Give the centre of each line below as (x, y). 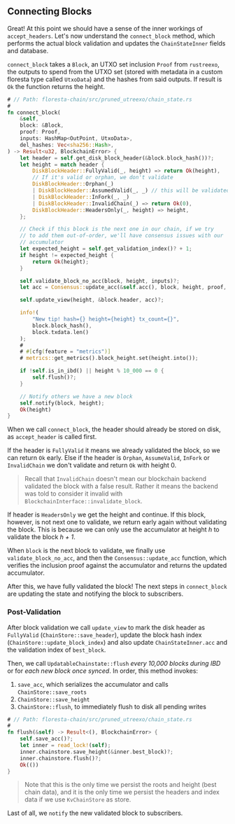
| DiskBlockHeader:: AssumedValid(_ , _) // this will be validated (131, 191)
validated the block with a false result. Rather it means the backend (121, 487)
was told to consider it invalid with (73, 494)
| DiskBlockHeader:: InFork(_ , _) (81, 197)
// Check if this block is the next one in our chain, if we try (117, 229)
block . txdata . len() (61, 332)
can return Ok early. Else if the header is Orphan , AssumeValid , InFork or (108, 458)
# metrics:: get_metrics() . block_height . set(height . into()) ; (109, 358)
